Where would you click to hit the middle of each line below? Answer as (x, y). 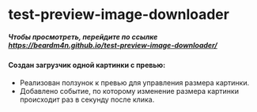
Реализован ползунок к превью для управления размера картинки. (134, 82)
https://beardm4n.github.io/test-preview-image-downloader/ (113, 45)
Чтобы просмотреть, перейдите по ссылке (83, 36)
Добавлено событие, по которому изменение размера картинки (129, 91)
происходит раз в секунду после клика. (87, 99)
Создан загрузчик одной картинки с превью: (87, 65)
